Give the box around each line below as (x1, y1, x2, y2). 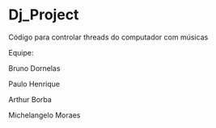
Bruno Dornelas (8, 63, 61, 73)
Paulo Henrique (8, 79, 61, 89)
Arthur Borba (8, 94, 53, 104)
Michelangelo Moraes (8, 110, 81, 120)
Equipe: (8, 47, 34, 57)
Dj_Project (8, 6, 79, 24)
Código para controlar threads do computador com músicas (8, 32, 209, 42)
